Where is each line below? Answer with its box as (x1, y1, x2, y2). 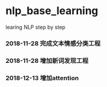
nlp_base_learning (5, 4, 99, 18)
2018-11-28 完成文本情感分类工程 (5, 39, 101, 48)
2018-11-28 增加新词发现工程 (5, 56, 89, 65)
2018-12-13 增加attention (5, 73, 79, 82)
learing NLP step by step (5, 24, 66, 31)
